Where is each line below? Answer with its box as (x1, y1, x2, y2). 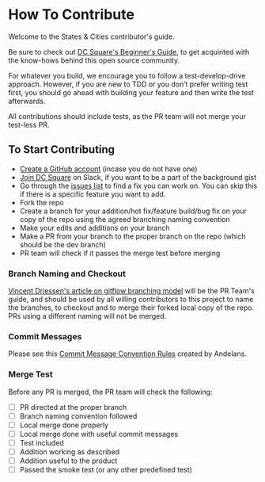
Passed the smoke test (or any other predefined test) (19, 465, 192, 475)
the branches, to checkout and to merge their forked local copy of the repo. (8, 303, 255, 312)
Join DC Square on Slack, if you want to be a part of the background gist (19, 172, 257, 182)
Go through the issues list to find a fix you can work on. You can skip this (19, 181, 258, 190)
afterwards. (8, 96, 46, 105)
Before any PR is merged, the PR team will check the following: (8, 387, 213, 396)
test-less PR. (8, 120, 50, 129)
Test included (19, 438, 65, 447)
